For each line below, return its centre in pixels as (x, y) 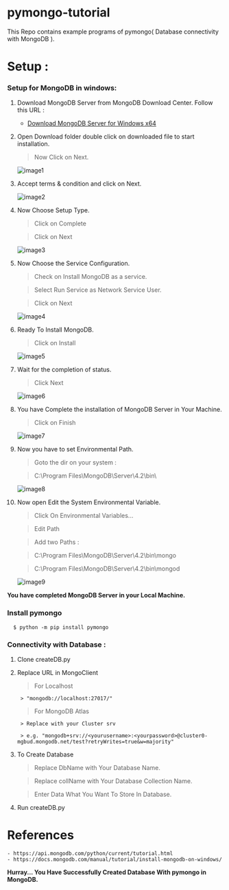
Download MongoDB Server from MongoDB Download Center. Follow (115, 103)
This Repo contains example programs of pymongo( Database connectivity (113, 32)
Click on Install (55, 343)
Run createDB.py (41, 808)
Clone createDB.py (44, 660)
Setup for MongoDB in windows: (62, 88)
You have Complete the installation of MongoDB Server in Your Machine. (119, 410)
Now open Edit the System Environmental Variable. (89, 502)
